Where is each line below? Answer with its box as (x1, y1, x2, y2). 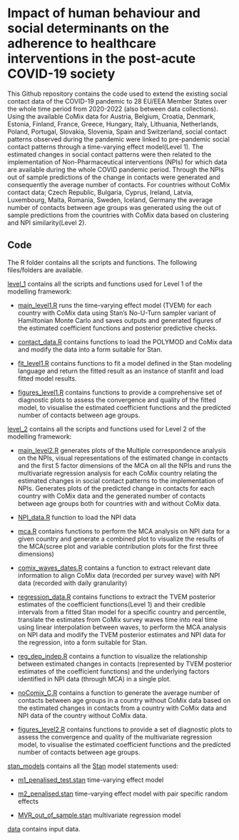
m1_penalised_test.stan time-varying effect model (17, 775, 164, 784)
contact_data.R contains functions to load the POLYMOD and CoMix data (17, 337, 233, 346)
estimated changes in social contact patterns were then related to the (7, 150, 212, 159)
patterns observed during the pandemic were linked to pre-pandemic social (7, 134, 230, 144)
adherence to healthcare (7, 36, 157, 51)
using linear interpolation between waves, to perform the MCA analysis (17, 623, 227, 631)
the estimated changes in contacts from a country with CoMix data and (17, 704, 227, 712)
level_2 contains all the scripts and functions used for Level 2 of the (7, 424, 206, 433)
